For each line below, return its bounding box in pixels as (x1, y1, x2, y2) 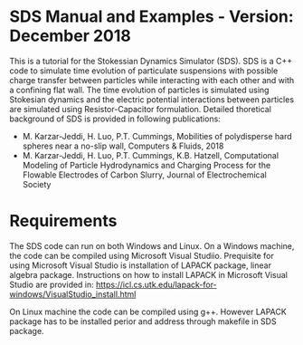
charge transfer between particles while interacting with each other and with (9, 74, 295, 85)
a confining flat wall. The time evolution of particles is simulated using (9, 84, 270, 95)
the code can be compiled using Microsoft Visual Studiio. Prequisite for (9, 250, 274, 261)
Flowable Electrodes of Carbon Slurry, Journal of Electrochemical (22, 169, 267, 180)
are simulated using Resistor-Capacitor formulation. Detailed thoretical (9, 103, 271, 114)
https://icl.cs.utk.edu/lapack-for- (96, 279, 217, 290)
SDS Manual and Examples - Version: (9, 6, 294, 27)
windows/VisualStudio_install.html (9, 288, 137, 300)
